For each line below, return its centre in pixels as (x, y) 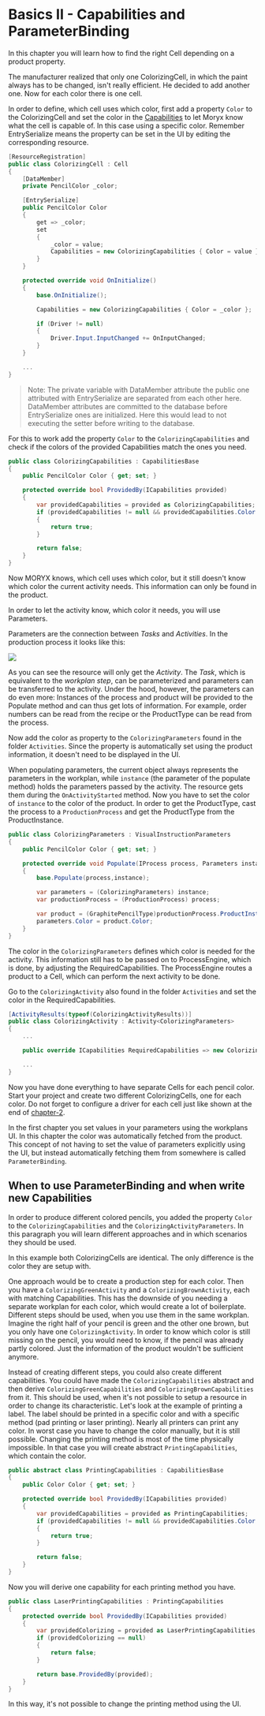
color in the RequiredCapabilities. (62, 1000)
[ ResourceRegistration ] (47, 157)
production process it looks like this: (67, 642)
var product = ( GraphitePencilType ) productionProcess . (129, 914)
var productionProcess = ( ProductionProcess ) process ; (129, 900)
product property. (37, 62)
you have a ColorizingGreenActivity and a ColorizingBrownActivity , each (129, 1289)
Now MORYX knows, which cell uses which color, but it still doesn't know (127, 578)
